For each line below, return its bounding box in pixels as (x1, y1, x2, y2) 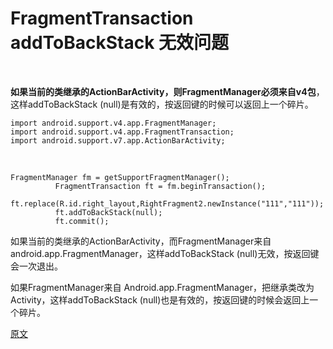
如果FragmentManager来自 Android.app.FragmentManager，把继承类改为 (10, 281, 315, 293)
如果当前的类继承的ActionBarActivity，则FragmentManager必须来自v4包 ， (10, 85, 325, 97)
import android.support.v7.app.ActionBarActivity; (10, 135, 226, 146)
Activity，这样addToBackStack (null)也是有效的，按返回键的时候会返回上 (10, 293, 310, 306)
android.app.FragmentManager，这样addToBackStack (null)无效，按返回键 (10, 247, 320, 259)
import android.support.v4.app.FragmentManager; (10, 118, 217, 128)
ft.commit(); (54, 216, 110, 226)
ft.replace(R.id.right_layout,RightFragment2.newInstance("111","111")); (10, 198, 325, 209)
